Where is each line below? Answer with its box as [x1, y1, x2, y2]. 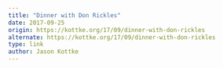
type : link [8, 41, 44, 48]
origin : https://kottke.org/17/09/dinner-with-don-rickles [8, 26, 206, 34]
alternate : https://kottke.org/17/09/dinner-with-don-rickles [8, 33, 216, 41]
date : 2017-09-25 [8, 19, 65, 27]
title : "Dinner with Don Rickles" [8, 11, 122, 20]
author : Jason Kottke [8, 48, 79, 55]
